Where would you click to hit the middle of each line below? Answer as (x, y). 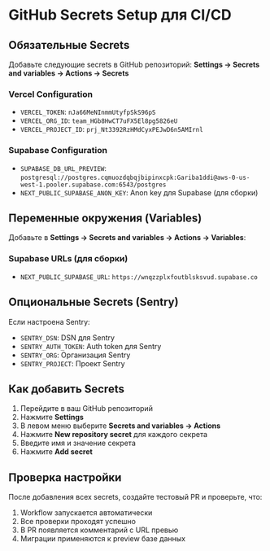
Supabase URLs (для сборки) (68, 259)
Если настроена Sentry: (50, 321)
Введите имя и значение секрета (78, 443)
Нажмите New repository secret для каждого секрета (114, 435)
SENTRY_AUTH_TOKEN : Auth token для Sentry (91, 346)
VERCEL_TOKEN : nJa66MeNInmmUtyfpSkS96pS (88, 112)
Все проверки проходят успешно (78, 522)
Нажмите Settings (52, 418)
